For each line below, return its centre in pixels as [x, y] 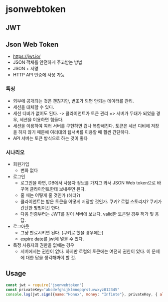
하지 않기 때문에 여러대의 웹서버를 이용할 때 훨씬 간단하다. [74, 132]
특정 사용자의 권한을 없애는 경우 [43, 245]
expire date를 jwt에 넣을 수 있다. [52, 239]
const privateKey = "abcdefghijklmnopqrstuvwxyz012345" [63, 290]
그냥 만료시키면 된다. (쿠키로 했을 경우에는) [62, 232]
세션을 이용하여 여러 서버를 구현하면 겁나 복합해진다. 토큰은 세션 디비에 [81, 126]
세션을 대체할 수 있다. [33, 107]
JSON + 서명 [26, 69]
